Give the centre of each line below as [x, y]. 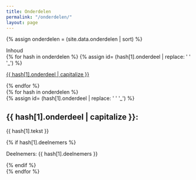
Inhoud [15, 51]
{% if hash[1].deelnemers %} [41, 142]
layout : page [22, 22]
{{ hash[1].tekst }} [27, 131]
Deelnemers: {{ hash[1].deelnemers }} [52, 154]
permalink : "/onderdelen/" [39, 17]
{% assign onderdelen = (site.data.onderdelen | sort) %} [74, 39]
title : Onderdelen [29, 11]
